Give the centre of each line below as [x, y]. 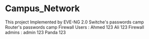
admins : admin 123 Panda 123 [36, 32]
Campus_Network [43, 9]
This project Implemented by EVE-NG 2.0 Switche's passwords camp [74, 22]
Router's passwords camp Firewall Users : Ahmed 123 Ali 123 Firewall [75, 27]
